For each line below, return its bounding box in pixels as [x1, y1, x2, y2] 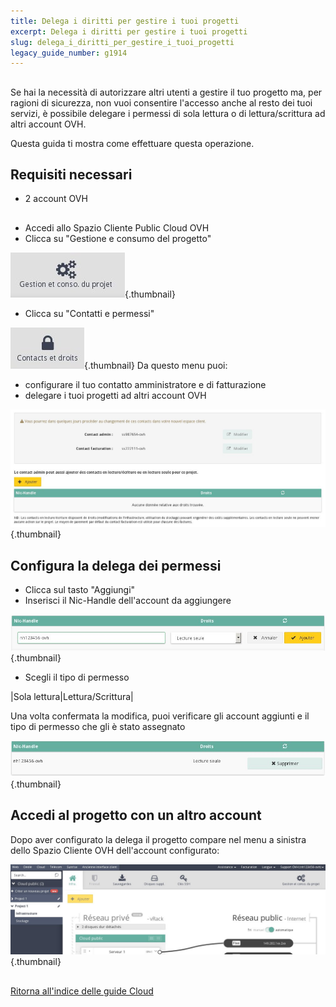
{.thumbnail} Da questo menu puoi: [84, 359, 228, 371]
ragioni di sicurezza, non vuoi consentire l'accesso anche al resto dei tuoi [10, 96, 313, 109]
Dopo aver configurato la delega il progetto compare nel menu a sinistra [10, 833, 307, 845]
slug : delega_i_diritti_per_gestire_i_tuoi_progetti [10, 37, 235, 47]
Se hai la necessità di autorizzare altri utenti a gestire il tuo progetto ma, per [10, 86, 323, 98]
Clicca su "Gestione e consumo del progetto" [24, 232, 212, 244]
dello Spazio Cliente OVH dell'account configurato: [10, 844, 220, 856]
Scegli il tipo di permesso [24, 671, 130, 684]
